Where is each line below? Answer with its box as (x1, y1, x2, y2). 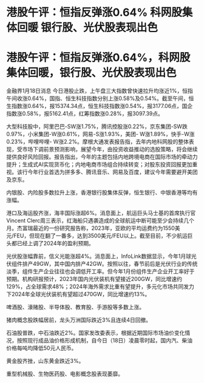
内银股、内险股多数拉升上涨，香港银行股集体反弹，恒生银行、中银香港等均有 (6, 189, 198, 196)
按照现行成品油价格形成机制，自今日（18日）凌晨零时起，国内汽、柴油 (16, 337, 193, 344)
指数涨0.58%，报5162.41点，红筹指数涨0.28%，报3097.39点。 (6, 110, 164, 117)
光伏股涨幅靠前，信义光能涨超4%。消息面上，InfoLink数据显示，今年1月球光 (6, 253, 197, 260)
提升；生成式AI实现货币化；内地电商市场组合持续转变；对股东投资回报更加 (6, 161, 192, 168)
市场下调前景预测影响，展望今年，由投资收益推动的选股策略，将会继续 (22, 146, 198, 153)
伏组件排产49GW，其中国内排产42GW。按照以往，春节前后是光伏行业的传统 (6, 260, 198, 268)
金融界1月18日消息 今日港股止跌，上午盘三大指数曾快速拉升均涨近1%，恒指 (6, 87, 193, 95)
